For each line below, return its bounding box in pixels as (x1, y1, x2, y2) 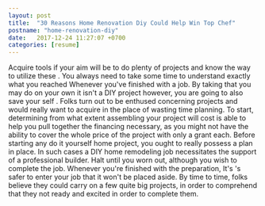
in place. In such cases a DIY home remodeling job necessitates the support (8, 147, 257, 157)
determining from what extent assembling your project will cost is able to (8, 113, 247, 123)
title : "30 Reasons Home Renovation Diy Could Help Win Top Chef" (8, 19, 236, 27)
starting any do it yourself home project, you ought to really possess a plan (8, 139, 253, 148)
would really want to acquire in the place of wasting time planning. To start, (8, 105, 254, 115)
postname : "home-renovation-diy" (8, 26, 119, 34)
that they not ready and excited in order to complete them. (8, 189, 199, 199)
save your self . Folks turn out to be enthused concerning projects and (8, 97, 238, 106)
